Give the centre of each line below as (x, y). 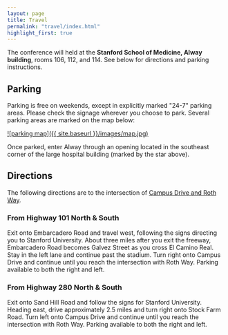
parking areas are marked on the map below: (71, 120)
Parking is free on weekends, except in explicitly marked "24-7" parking (110, 106)
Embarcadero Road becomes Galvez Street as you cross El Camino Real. (111, 248)
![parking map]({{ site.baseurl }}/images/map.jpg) (78, 134)
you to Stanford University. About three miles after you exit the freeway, (109, 240)
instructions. (25, 67)
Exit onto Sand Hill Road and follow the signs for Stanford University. (105, 303)
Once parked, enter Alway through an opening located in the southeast (108, 147)
